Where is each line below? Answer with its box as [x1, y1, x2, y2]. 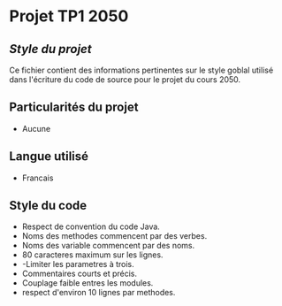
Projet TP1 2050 [9, 6, 129, 27]
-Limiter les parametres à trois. [21, 259, 134, 270]
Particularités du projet [9, 100, 139, 115]
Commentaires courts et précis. [21, 268, 138, 279]
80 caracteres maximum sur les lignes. [21, 249, 164, 260]
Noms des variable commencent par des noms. [21, 241, 195, 251]
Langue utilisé [9, 149, 89, 164]
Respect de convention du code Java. [21, 221, 161, 232]
